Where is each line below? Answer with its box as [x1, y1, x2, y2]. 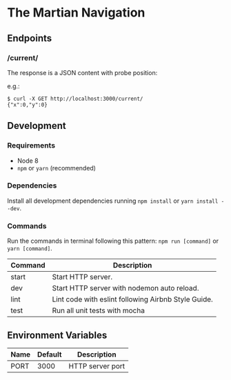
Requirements [7, 141, 56, 150]
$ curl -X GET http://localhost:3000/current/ [7, 95, 143, 102]
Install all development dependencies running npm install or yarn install [7, 197, 219, 205]
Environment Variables [7, 329, 108, 341]
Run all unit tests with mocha [52, 306, 145, 315]
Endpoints [7, 32, 52, 44]
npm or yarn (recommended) [17, 163, 97, 172]
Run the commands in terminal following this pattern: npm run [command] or [7, 237, 219, 246]
